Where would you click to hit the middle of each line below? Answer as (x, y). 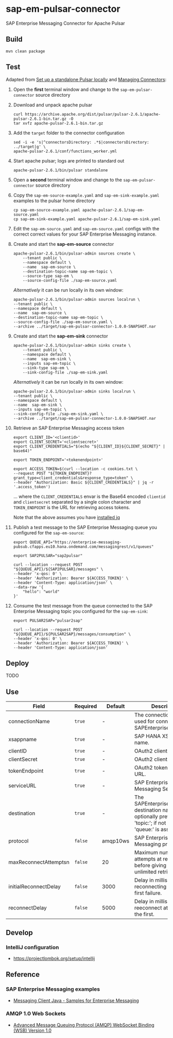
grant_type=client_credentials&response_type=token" (71, 478)
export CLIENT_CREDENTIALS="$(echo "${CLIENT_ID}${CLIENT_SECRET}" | (89, 446)
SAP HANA (148, 736)
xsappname (23, 740)
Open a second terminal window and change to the (68, 180)
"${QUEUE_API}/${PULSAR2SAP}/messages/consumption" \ (72, 634)
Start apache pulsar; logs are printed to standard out (69, 160)
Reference (23, 974)
